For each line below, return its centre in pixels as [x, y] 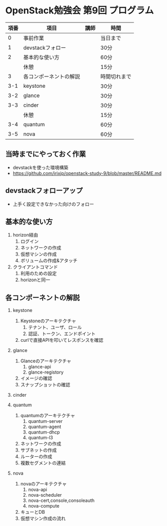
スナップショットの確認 [45, 385]
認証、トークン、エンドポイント [62, 334]
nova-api [38, 490]
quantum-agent [45, 427]
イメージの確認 [36, 378]
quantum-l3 [40, 438]
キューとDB [33, 512]
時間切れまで [116, 76]
